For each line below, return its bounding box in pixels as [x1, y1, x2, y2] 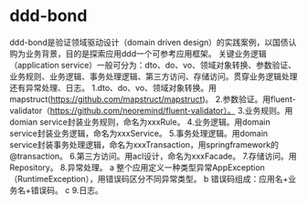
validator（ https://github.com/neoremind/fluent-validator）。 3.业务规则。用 [9, 105, 293, 116]
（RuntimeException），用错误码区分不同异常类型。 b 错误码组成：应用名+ [9, 173, 289, 184]
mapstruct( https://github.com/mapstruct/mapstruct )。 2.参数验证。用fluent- [9, 93, 297, 105]
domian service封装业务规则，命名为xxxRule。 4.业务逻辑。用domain [9, 116, 271, 127]
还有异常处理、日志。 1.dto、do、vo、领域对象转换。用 [9, 82, 217, 93]
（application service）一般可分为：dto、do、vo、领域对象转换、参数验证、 [9, 59, 297, 70]
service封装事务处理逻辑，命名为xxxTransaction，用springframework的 [9, 138, 279, 150]
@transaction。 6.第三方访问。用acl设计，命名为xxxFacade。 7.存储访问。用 [9, 150, 297, 161]
